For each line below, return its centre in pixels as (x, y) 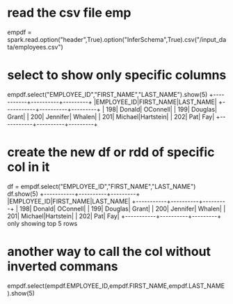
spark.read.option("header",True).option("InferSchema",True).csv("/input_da (117, 39)
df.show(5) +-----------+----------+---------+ (74, 194)
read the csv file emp (69, 13)
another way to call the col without (109, 252)
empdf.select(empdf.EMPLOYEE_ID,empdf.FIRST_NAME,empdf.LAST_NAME (116, 286)
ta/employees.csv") (35, 47)
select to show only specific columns (117, 75)
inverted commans (63, 266)
